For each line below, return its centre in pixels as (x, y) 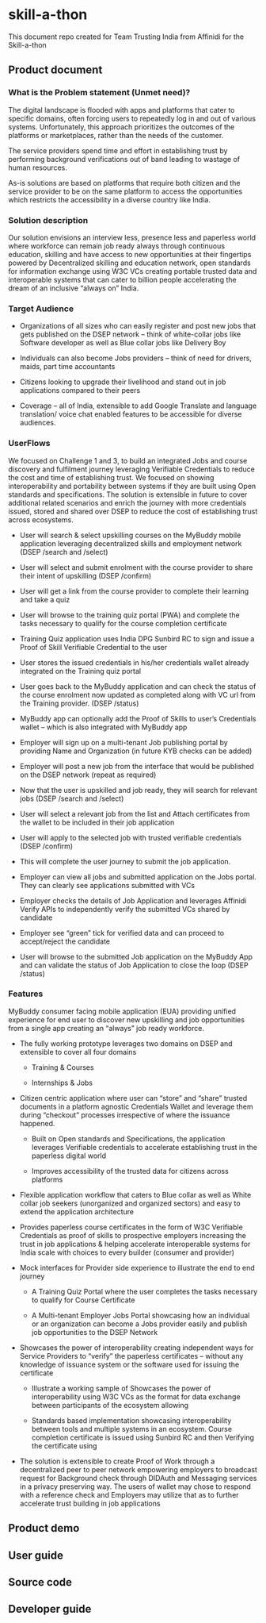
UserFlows (29, 444)
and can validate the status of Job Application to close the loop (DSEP (134, 965)
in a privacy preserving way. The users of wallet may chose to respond (135, 1486)
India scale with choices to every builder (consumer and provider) (127, 1252)
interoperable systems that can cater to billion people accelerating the (122, 279)
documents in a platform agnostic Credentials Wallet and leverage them (136, 1106)
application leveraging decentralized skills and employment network (131, 543)
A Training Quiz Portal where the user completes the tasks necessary (144, 1291)
